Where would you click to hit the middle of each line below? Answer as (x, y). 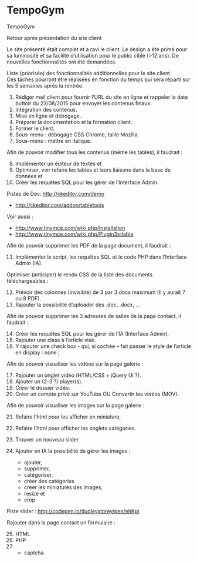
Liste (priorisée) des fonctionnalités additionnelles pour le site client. (89, 73)
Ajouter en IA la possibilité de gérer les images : (73, 451)
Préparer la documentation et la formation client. (74, 122)
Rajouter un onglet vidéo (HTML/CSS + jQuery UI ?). (78, 375)
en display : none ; (38, 352)
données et (29, 176)
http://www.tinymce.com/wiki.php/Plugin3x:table (74, 234)
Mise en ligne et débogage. (48, 116)
